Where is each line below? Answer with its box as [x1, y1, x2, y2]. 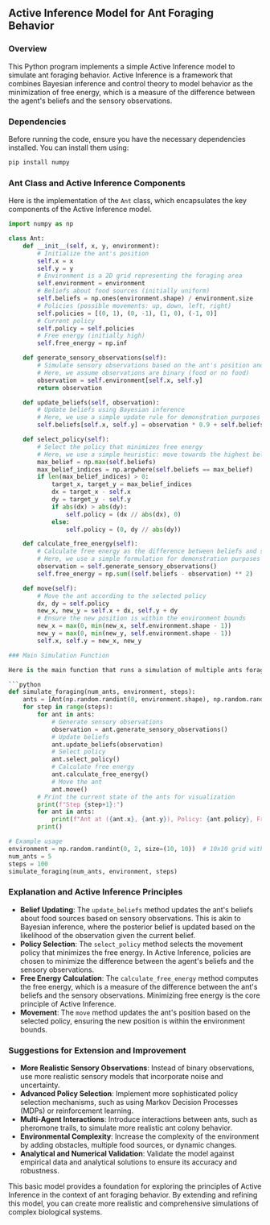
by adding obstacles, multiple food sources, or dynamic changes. [19, 1140, 237, 1149]
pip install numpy [8, 158, 70, 166]
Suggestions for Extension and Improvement [8, 1044, 186, 1056]
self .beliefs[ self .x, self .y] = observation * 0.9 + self [37, 421, 235, 430]
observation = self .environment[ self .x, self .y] [37, 376, 203, 384]
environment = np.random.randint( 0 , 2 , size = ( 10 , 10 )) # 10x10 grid [8, 845, 247, 853]
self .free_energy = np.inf [37, 339, 128, 347]
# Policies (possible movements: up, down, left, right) [37, 301, 231, 309]
